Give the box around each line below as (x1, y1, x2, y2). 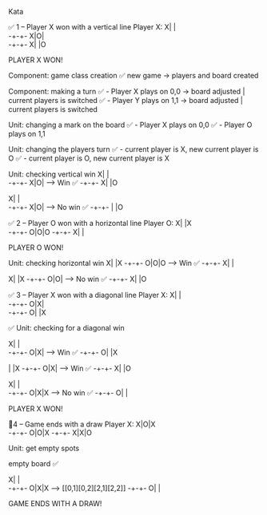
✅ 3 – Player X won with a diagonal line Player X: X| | (8, 291, 181, 299)
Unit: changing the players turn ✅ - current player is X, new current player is (8, 145, 259, 154)
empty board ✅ (8, 459, 59, 468)
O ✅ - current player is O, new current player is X (8, 153, 170, 163)
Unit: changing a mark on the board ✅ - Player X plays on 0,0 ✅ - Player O (8, 120, 253, 129)
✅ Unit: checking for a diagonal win (8, 323, 126, 332)
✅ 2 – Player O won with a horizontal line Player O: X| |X (8, 219, 192, 228)
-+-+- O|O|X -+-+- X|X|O (8, 428, 92, 438)
